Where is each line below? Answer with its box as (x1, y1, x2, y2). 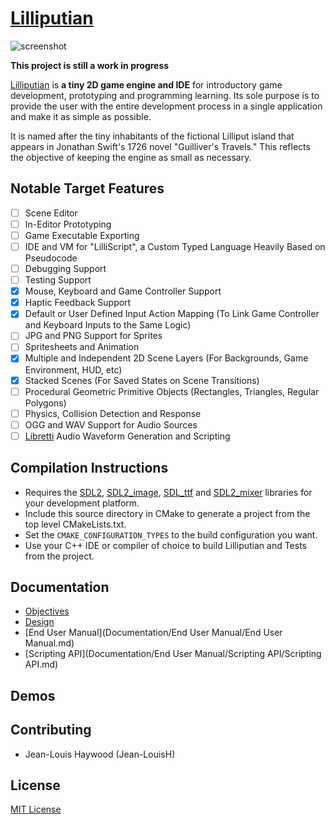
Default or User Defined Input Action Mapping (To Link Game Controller (24, 308, 320, 320)
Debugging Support (24, 263, 107, 274)
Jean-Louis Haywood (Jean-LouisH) (24, 748, 176, 760)
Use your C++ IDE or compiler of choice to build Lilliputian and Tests (24, 539, 307, 551)
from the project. (24, 550, 95, 562)
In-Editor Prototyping (24, 218, 112, 230)
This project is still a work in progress (10, 59, 170, 71)
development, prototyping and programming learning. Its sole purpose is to (10, 89, 320, 101)
